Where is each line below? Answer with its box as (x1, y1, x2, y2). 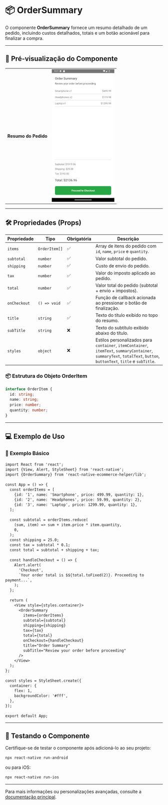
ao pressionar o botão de (95, 300, 147, 306)
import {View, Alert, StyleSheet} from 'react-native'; (5, 467, 124, 472)
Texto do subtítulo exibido (95, 324, 149, 330)
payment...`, (5, 577, 32, 583)
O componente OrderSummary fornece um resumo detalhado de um (5, 24, 147, 31)
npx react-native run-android (5, 755, 68, 760)
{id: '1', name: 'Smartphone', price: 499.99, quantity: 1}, (14, 492, 144, 497)
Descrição (117, 235, 139, 242)
